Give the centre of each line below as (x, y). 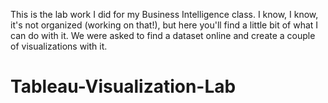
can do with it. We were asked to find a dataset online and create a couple (163, 35)
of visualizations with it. (59, 46)
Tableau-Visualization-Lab (123, 86)
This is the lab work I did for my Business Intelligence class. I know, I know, (164, 14)
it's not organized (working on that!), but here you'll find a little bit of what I (164, 25)
